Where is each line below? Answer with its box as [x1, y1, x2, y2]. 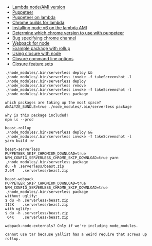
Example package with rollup [12, 46, 71, 51]
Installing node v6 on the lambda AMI [12, 25, 87, 31]
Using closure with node [12, 51, 61, 56]
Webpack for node [12, 40, 50, 46]
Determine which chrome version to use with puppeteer [12, 30, 124, 35]
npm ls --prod [5, 117, 34, 122]
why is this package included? [5, 113, 69, 118]
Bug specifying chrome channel [12, 35, 76, 41]
